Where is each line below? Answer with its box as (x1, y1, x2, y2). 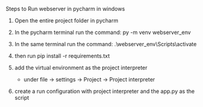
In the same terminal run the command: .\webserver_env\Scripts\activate (14, 41, 197, 47)
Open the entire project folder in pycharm (14, 17, 119, 24)
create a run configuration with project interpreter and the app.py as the (14, 88, 195, 95)
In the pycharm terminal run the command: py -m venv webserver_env (14, 29, 191, 36)
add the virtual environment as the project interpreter (14, 64, 148, 71)
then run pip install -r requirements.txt (14, 52, 110, 60)
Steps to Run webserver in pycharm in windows (5, 5, 125, 12)
